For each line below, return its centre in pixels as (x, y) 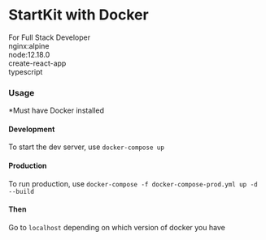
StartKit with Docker (78, 15)
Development (32, 129)
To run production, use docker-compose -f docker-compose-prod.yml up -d (133, 183)
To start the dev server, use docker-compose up (87, 147)
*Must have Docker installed (56, 110)
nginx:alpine (29, 45)
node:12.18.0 (29, 54)
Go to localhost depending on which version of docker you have (117, 227)
